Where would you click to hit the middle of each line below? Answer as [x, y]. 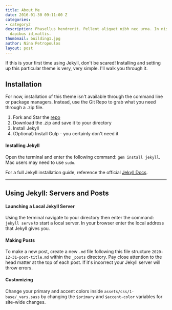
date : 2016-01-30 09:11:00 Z [36, 15]
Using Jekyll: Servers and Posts [57, 193]
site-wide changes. [26, 302]
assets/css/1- [119, 292]
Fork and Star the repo [36, 117]
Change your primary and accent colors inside [54, 291]
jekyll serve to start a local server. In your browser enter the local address [85, 223]
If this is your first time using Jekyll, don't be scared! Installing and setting [83, 63]
